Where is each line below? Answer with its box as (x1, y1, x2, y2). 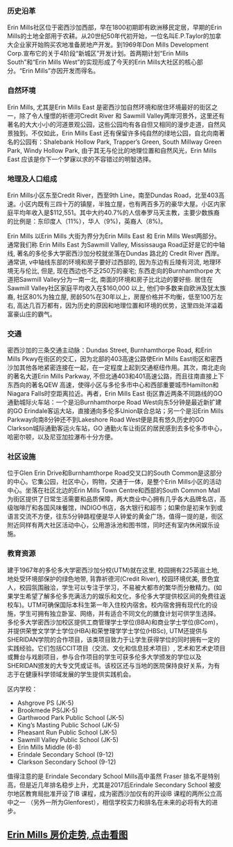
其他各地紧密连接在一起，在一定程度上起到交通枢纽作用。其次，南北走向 (19, 363, 226, 372)
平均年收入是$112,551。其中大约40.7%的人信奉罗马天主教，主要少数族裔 (12, 208, 221, 217)
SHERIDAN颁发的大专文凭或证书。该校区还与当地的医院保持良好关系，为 (7, 661, 214, 669)
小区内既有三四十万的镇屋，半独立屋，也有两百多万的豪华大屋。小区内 (19, 199, 220, 208)
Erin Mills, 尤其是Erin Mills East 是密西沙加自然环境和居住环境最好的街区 (7, 103, 212, 111)
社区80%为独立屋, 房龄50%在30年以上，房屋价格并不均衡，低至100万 (16, 292, 217, 301)
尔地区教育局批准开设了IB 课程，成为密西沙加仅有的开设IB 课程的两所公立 (7, 789, 216, 798)
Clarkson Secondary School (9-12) (17, 757, 116, 766)
